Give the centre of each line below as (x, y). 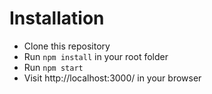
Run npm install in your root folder (96, 56)
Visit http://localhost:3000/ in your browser (112, 78)
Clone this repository (67, 46)
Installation (57, 18)
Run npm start (53, 67)
